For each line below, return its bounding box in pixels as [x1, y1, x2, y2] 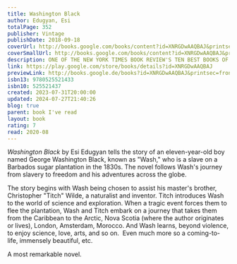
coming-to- [186, 229, 221, 237]
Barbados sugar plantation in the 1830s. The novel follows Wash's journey [7, 163, 223, 172]
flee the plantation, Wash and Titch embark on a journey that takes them [7, 206, 217, 215]
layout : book [7, 115, 46, 122]
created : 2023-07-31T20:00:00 [7, 89, 97, 96]
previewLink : [7, 69, 46, 76]
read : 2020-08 [7, 128, 49, 136]
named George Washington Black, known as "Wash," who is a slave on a [7, 155, 218, 164]
